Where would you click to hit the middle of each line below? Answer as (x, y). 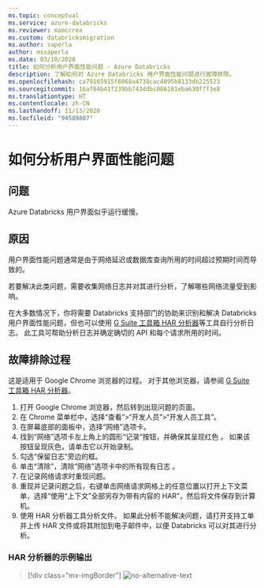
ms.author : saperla (40, 45)
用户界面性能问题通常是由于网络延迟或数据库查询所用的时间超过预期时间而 (129, 259)
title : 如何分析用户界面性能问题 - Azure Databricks (90, 67)
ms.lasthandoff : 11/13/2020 (54, 111)
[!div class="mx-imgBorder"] (75, 575)
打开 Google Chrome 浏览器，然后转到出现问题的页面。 (109, 406)
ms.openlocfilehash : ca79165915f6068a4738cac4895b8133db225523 (114, 81)
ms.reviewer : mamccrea (45, 30)
